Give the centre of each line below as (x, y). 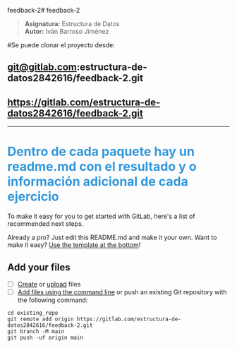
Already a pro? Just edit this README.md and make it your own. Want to (112, 238)
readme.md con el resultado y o (102, 167)
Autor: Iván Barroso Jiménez (67, 31)
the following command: (53, 300)
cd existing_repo (33, 313)
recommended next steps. (45, 224)
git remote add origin (41, 319)
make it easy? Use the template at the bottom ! (74, 245)
